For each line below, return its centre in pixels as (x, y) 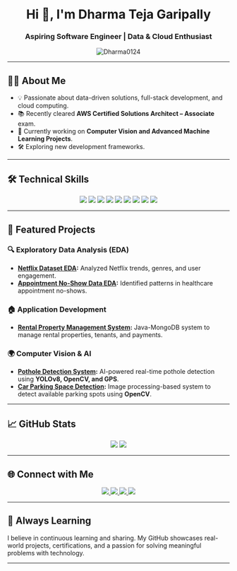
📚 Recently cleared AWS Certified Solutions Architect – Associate (116, 114)
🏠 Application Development (57, 309)
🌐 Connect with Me (50, 474)
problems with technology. (46, 553)
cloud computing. (43, 106)
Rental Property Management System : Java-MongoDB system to (114, 327)
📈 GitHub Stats (42, 424)
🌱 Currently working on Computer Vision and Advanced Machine (114, 131)
